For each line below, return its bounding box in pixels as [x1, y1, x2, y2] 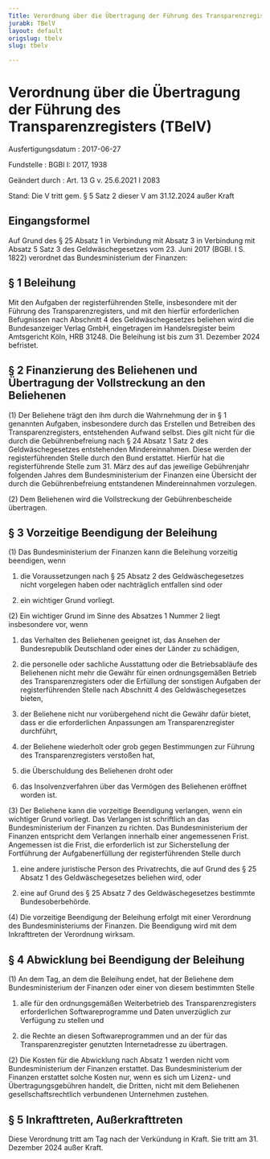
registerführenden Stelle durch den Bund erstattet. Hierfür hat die [8, 452, 225, 463]
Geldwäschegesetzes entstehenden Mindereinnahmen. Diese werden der [8, 444, 252, 454]
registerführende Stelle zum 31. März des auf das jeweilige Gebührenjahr [8, 461, 250, 471]
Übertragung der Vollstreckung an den [8, 376, 206, 390]
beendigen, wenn [8, 556, 67, 566]
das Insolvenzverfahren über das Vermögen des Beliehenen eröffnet [19, 782, 247, 791]
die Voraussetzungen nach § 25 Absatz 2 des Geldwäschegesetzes [19, 571, 244, 581]
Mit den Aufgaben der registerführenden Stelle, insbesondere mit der [8, 297, 237, 307]
